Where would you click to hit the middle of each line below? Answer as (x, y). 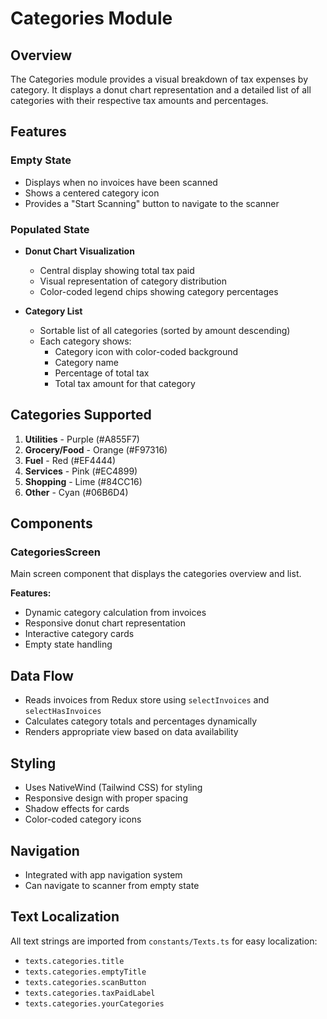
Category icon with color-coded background (146, 351)
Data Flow (42, 675)
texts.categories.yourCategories (94, 1003)
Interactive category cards (79, 634)
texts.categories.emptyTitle (85, 972)
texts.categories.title (74, 961)
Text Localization (65, 917)
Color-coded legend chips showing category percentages (159, 291)
